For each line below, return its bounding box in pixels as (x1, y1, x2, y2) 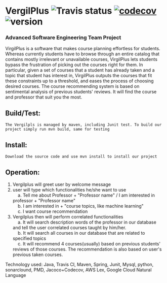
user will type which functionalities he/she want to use (12, 186, 127, 193)
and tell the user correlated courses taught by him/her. (12, 224, 127, 231)
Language (5, 272, 26, 278)
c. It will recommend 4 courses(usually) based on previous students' (17, 240, 161, 246)
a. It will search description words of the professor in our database (17, 219, 157, 225)
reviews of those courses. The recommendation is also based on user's (12, 246, 162, 252)
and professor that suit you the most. (5, 94, 82, 100)
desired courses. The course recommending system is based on (5, 83, 140, 89)
